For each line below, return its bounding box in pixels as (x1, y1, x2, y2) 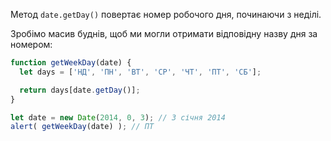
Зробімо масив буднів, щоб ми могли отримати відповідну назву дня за (10, 28, 318, 39)
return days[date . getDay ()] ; (19, 85, 141, 95)
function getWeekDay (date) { (10, 58, 132, 68)
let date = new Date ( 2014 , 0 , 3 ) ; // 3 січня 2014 (10, 112, 226, 123)
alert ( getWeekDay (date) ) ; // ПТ (10, 122, 155, 132)
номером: (10, 39, 53, 50)
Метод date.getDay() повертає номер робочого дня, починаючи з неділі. (10, 9, 322, 20)
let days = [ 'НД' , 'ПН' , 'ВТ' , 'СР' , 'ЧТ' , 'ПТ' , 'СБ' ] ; (19, 67, 262, 77)
